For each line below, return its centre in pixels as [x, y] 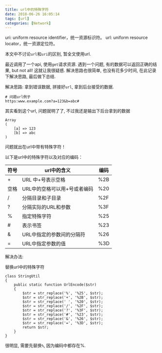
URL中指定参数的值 [44, 244]
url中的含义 [58, 170]
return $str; [36, 327]
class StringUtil [23, 276]
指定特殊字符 [37, 216]
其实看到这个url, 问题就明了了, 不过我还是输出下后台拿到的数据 [68, 111]
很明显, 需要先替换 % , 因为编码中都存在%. [45, 346]
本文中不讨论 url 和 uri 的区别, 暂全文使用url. [48, 54]
